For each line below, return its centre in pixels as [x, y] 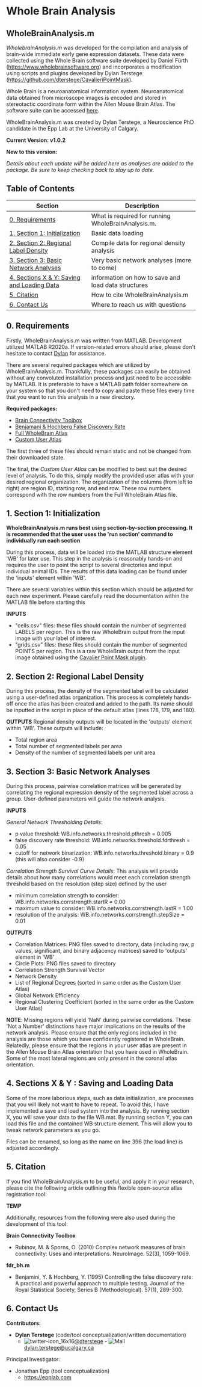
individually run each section [43, 541]
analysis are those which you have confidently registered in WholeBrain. [96, 1039]
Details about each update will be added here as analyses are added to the [100, 163]
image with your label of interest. [56, 638]
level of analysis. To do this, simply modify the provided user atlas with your [100, 475]
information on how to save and [136, 277]
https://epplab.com [47, 1377]
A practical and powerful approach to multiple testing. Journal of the [99, 1283]
